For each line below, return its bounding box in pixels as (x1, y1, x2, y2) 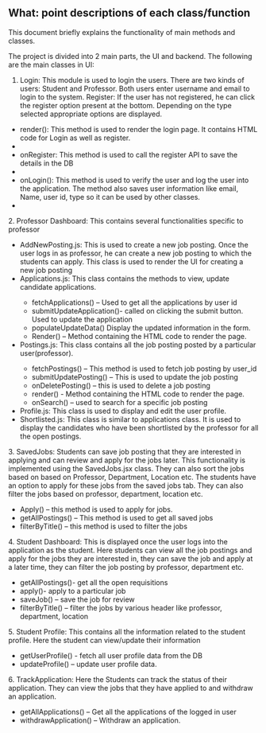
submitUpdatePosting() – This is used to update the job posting (31, 372, 238, 381)
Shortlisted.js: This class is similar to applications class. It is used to (19, 414, 241, 424)
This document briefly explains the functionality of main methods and (8, 27, 236, 37)
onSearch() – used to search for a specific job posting (31, 397, 208, 407)
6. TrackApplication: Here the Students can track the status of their (8, 674, 228, 684)
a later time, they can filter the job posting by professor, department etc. (8, 562, 245, 571)
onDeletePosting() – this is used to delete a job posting (31, 380, 210, 390)
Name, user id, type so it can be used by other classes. (19, 192, 201, 201)
